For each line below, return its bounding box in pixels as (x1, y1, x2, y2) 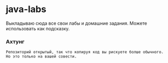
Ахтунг (6, 38, 25, 45)
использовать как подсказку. (6, 25, 70, 31)
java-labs (6, 4, 46, 15)
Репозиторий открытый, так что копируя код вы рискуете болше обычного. (6, 49, 164, 55)
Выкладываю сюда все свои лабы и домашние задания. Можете (6, 20, 148, 26)
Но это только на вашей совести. (6, 54, 77, 59)
